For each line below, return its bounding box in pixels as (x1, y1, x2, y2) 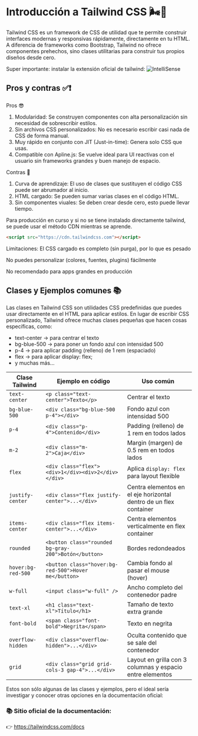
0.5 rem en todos (127, 446, 175, 454)
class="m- (61, 444, 88, 451)
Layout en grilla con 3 (127, 656, 187, 664)
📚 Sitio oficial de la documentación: (6, 707, 112, 715)
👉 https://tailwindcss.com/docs (6, 723, 85, 730)
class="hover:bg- (70, 561, 118, 568)
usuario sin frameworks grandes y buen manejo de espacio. (14, 157, 161, 164)
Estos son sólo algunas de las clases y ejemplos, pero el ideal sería (6, 686, 169, 693)
